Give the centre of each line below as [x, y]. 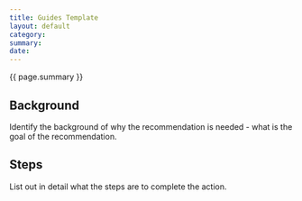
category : [28, 34]
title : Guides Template [54, 18]
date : [19, 51]
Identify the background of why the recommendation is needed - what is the [151, 126]
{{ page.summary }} [46, 77]
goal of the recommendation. [63, 136]
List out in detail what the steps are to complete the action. [118, 187]
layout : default [40, 26]
